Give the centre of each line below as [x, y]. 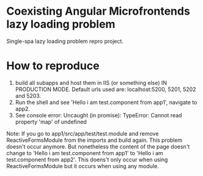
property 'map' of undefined [51, 122]
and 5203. [28, 95]
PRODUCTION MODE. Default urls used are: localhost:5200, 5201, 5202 [105, 89]
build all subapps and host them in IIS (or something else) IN [91, 82]
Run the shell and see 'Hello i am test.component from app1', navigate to [106, 102]
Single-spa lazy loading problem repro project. [65, 41]
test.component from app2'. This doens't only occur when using [87, 159]
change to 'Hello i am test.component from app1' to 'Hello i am [85, 153]
